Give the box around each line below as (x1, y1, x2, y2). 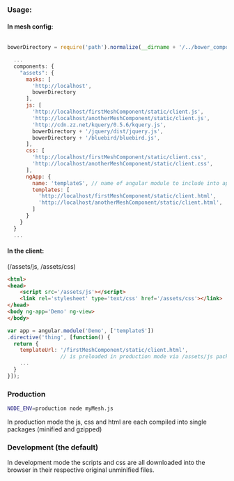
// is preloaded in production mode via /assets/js (60, 353, 214, 360)
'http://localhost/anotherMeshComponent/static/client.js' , (32, 114, 210, 121)
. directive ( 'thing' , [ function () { (7, 334, 111, 341)
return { (13, 340, 39, 347)
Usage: (7, 5, 33, 15)
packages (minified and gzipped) (7, 425, 102, 434)
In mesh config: (7, 22, 54, 31)
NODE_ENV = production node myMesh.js (7, 405, 114, 413)
